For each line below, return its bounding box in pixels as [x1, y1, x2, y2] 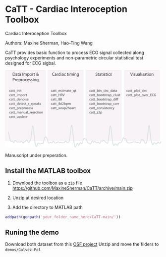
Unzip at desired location [12, 195, 64, 201]
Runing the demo [5, 228, 59, 237]
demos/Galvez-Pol [5, 248, 41, 253]
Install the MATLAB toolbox [5, 167, 91, 175]
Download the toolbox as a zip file [12, 180, 83, 186]
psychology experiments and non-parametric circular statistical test [5, 54, 144, 60]
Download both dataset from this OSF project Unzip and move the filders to [5, 241, 159, 247]
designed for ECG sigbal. [5, 60, 56, 66]
